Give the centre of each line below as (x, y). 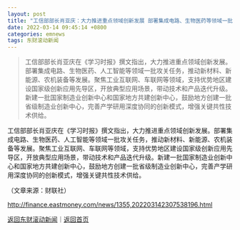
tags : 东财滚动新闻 (33, 41)
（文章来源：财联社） (39, 191)
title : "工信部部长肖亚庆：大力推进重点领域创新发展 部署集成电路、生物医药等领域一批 (120, 21)
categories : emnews (36, 34)
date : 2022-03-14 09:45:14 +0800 (57, 27)
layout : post (27, 14)
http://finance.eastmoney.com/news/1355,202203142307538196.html (110, 205)
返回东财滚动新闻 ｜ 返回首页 (48, 219)
